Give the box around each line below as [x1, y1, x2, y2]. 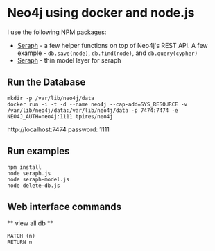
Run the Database [7, 76, 86, 88]
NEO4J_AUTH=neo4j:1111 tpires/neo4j [7, 113, 113, 120]
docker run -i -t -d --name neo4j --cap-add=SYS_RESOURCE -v [7, 101, 188, 108]
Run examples [7, 145, 70, 157]
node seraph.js [7, 170, 51, 177]
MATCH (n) [7, 233, 36, 240]
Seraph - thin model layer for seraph [17, 56, 121, 64]
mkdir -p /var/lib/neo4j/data [7, 95, 95, 102]
